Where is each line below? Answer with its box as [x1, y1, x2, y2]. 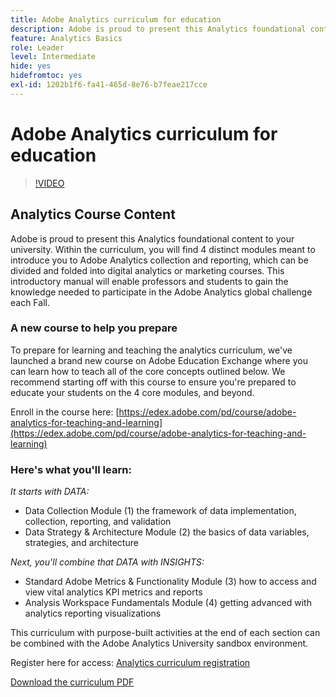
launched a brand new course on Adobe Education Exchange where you [10, 354, 308, 366]
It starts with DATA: [10, 486, 90, 498]
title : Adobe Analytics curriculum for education [10, 14, 222, 25]
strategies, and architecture [24, 537, 139, 549]
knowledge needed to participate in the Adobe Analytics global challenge [10, 286, 313, 298]
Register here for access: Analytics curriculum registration [10, 657, 251, 669]
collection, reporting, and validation [24, 516, 172, 528]
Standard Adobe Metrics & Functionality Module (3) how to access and [24, 576, 317, 588]
